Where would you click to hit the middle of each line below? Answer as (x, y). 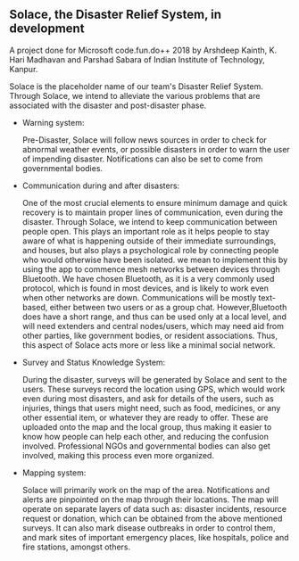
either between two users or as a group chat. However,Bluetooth (168, 307)
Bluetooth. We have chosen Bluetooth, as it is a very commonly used (148, 278)
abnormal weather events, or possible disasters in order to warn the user (156, 149)
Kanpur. (24, 69)
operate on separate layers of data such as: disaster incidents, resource (154, 508)
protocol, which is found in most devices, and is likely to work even (145, 288)
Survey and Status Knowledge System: (94, 362)
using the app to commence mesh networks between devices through (151, 269)
